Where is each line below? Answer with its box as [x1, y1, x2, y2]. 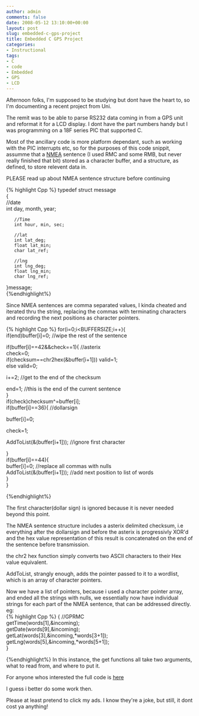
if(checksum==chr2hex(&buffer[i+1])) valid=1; [6, 356, 118, 363]
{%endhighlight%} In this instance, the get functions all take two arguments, [6, 656, 192, 663]
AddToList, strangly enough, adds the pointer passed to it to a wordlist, [6, 570, 179, 577]
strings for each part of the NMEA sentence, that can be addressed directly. [6, 601, 191, 607]
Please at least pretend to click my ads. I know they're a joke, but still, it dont [6, 696, 193, 704]
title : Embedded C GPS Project [6, 36, 84, 42]
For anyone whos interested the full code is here [6, 674, 124, 680]
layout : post [6, 25, 38, 31]
